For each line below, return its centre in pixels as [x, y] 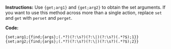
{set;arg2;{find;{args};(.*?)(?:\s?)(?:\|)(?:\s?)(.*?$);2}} [72, 41]
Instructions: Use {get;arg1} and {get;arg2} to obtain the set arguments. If [85, 7]
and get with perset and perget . [39, 18]
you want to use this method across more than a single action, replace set [84, 13]
